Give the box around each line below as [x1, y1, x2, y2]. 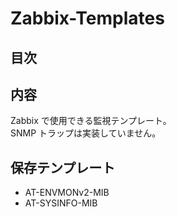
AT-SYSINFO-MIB [24, 197, 98, 209]
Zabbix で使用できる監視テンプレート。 [10, 115, 172, 127]
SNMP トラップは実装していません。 [10, 127, 162, 139]
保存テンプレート [10, 159, 116, 176]
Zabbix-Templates [10, 7, 165, 30]
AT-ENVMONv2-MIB [24, 187, 110, 199]
